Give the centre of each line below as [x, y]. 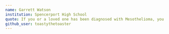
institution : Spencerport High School [46, 14]
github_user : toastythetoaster [38, 24]
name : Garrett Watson [28, 10]
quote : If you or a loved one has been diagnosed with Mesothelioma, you [85, 19]
